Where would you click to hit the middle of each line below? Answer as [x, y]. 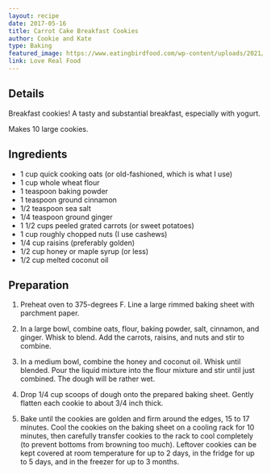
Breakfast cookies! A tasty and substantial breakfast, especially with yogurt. [134, 113]
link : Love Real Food [45, 61]
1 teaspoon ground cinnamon [68, 200]
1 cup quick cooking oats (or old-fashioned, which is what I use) [126, 174]
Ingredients [38, 154]
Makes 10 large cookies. [48, 129]
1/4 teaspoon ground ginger [66, 217]
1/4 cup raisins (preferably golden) [77, 243]
